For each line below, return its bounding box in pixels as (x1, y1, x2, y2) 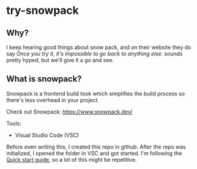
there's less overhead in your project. (6, 96, 100, 103)
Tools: (6, 120, 22, 127)
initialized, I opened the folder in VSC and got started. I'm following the (6, 149, 182, 157)
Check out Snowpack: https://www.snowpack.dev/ (6, 108, 133, 115)
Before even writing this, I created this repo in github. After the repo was (6, 143, 186, 150)
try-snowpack (6, 4, 79, 18)
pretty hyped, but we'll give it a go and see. (6, 57, 114, 63)
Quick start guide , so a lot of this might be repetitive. (6, 156, 137, 163)
